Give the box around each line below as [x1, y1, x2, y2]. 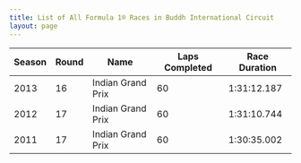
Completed [164, 61, 212, 73]
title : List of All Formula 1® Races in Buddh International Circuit [9, 13, 275, 22]
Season [13, 56, 47, 68]
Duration [238, 61, 278, 73]
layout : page [9, 21, 58, 30]
